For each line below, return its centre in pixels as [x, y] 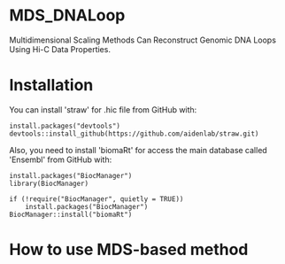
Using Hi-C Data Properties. [60, 49]
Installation [51, 85]
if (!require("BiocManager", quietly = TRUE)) [96, 199]
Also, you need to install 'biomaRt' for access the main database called [138, 150]
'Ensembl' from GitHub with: [61, 159]
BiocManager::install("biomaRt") [71, 214]
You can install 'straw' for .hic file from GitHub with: [103, 109]
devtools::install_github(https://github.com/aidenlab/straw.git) [134, 134]
